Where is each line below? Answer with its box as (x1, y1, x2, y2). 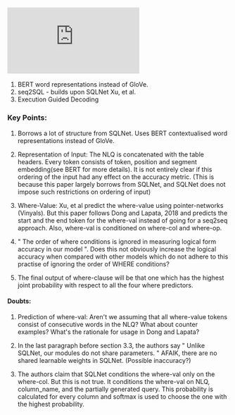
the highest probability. (17, 399, 84, 408)
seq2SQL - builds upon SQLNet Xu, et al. (17, 88, 136, 97)
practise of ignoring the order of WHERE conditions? (17, 259, 170, 268)
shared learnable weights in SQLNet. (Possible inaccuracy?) (17, 356, 191, 364)
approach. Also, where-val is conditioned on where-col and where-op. (17, 223, 222, 232)
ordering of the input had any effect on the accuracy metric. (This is (17, 173, 215, 181)
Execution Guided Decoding (17, 95, 99, 104)
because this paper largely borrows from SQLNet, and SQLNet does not (17, 180, 226, 188)
